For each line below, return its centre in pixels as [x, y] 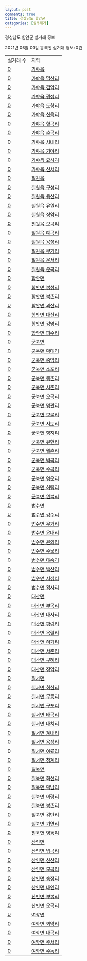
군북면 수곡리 [45, 469]
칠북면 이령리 [45, 797]
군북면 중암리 [45, 360]
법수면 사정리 [45, 578]
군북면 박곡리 [45, 460]
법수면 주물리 [45, 551]
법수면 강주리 [45, 515]
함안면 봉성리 [45, 288]
